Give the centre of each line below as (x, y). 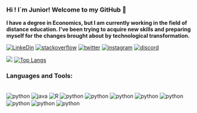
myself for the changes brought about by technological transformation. (98, 36)
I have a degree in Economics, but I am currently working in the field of (97, 23)
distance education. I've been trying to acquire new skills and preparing (98, 29)
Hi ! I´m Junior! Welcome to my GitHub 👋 (66, 10)
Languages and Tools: (39, 76)
